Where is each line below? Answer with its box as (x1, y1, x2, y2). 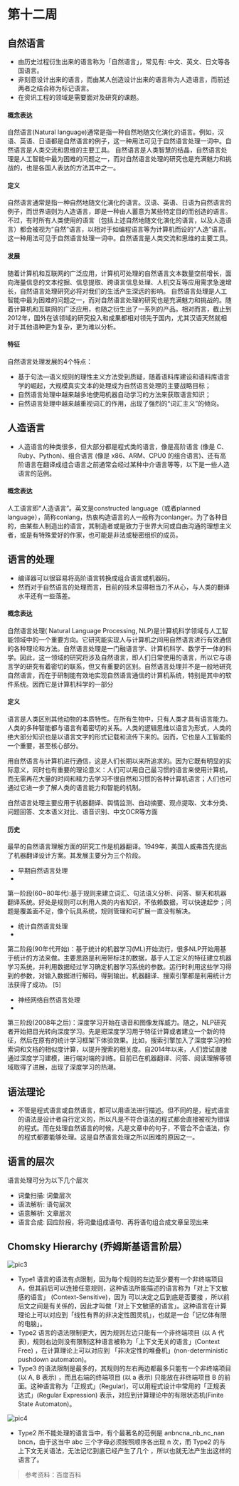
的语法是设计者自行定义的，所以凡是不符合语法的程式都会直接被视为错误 (17, 1115, 230, 1124)
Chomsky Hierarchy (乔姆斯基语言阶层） (7, 1241, 188, 1253)
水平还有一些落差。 (17, 591, 75, 600)
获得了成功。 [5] (13, 980, 62, 989)
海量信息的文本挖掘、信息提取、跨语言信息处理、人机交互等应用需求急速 (13, 277, 225, 286)
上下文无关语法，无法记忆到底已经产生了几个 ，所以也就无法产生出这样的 (17, 1446, 232, 1455)
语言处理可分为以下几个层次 (7, 1176, 89, 1184)
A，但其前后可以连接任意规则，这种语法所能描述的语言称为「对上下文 (17, 1283, 222, 1292)
